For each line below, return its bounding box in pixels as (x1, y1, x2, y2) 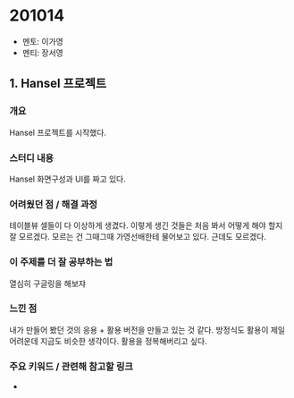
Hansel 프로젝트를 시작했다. (9, 127, 107, 138)
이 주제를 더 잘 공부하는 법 (9, 256, 113, 268)
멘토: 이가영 (21, 36, 64, 47)
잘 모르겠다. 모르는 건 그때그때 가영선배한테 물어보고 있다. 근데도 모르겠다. (9, 232, 266, 242)
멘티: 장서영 (21, 47, 64, 58)
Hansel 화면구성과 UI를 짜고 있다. (9, 174, 127, 184)
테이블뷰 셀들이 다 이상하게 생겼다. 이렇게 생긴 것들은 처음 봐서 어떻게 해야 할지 (9, 220, 283, 231)
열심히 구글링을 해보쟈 (9, 278, 87, 289)
